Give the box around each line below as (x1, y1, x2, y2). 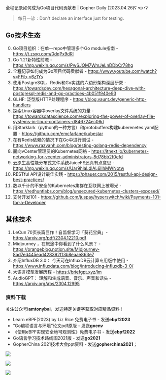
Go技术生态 (5, 31, 41, 40)
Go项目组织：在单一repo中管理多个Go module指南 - (12, 45, 119, 51)
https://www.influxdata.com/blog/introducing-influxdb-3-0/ (12, 263, 133, 269)
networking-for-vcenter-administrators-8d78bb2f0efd (12, 153, 123, 160)
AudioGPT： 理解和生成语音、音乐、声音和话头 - (12, 275, 111, 281)
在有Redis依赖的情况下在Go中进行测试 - (12, 137, 94, 142)
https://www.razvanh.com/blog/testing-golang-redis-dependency (12, 142, 147, 148)
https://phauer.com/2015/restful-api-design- (67, 171, 158, 177)
